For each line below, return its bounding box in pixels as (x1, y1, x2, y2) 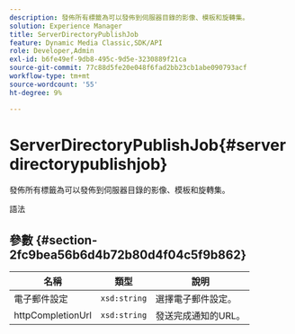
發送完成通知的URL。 (156, 310, 246, 322)
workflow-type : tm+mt (9, 72, 91, 81)
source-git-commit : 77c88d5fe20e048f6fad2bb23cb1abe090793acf (9, 64, 247, 73)
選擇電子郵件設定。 (156, 293, 237, 305)
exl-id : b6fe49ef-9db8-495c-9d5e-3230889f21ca (9, 55, 187, 64)
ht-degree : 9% (9, 88, 63, 97)
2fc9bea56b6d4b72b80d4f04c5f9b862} (9, 247, 247, 262)
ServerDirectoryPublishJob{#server (9, 135, 286, 155)
